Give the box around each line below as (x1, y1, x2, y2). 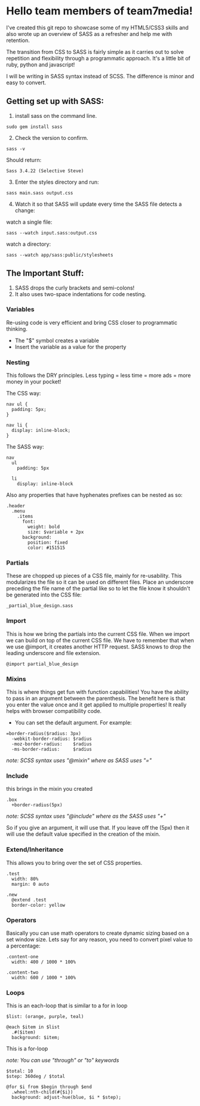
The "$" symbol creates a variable (14, 337, 100, 344)
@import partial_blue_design (6, 661, 79, 667)
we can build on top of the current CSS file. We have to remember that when (6, 636, 194, 644)
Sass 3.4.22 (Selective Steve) (6, 167, 84, 174)
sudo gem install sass (6, 124, 63, 130)
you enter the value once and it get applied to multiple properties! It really (6, 701, 187, 708)
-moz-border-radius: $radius (11, 741, 93, 747)
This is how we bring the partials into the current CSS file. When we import (6, 630, 190, 638)
